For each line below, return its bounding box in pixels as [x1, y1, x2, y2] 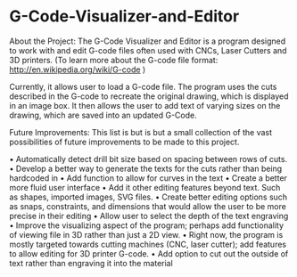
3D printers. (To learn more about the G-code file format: [9, 54, 219, 65]
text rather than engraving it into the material [9, 257, 174, 268]
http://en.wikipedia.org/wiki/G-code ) [9, 64, 146, 75]
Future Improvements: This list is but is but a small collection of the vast [9, 126, 273, 137]
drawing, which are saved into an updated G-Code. [9, 110, 198, 120]
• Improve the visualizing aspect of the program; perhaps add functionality [9, 220, 284, 231]
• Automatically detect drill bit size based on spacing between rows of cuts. [9, 153, 288, 164]
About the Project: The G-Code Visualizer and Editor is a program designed [9, 36, 286, 46]
